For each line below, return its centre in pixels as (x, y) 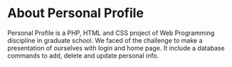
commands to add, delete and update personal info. (83, 56)
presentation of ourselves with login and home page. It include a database (116, 48)
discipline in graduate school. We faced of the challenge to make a (105, 40)
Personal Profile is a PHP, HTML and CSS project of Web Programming (111, 33)
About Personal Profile (76, 13)
